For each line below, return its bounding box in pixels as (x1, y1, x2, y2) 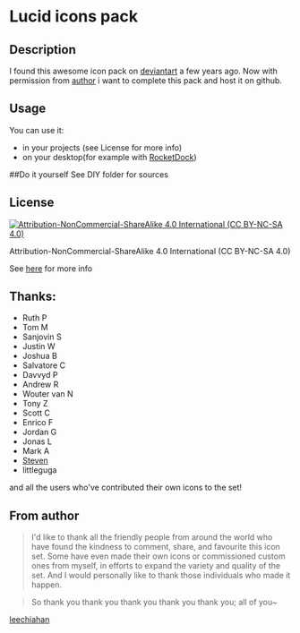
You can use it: (9, 124, 64, 135)
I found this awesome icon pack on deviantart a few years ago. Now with (9, 65, 278, 76)
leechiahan (9, 614, 50, 625)
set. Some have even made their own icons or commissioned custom (30, 551, 286, 561)
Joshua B (21, 351, 58, 362)
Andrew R (21, 379, 59, 390)
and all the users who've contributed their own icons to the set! (9, 482, 243, 493)
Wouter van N (21, 389, 73, 399)
